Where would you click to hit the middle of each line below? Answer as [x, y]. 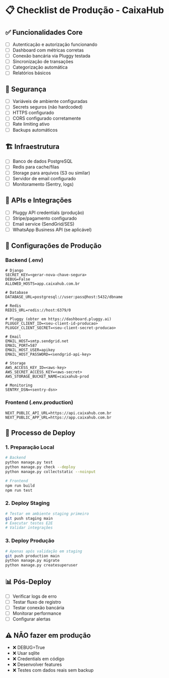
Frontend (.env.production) [39, 402]
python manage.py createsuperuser [42, 565]
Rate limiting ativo [31, 124]
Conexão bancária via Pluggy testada [51, 56]
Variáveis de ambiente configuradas [50, 101]
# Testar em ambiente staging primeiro [47, 513]
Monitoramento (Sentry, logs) [43, 184]
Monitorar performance [37, 613]
